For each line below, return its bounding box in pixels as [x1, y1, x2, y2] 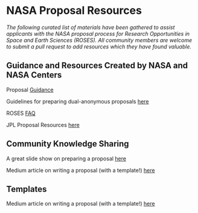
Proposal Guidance [6, 86, 54, 93]
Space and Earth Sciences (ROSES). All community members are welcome [6, 36, 192, 44]
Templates [6, 184, 47, 194]
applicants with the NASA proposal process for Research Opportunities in [6, 30, 190, 37]
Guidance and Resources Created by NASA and [6, 61, 188, 71]
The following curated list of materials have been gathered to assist [6, 24, 175, 31]
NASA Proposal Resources [6, 4, 142, 18]
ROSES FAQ [6, 110, 36, 117]
